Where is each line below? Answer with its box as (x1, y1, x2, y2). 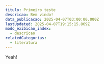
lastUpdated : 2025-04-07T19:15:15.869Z (5, 21, 90, 27)
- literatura (10, 40, 38, 45)
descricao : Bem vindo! (5, 12, 54, 17)
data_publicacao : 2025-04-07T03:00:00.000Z (5, 17, 99, 22)
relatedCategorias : (5, 36, 47, 41)
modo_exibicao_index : (5, 26, 51, 31)
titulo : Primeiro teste (5, 7, 56, 13)
